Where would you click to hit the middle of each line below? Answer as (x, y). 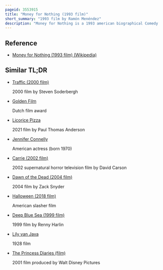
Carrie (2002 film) (30, 158)
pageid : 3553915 (21, 10)
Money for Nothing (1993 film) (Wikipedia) (54, 55)
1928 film (21, 244)
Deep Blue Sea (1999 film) (38, 215)
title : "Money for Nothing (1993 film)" (47, 14)
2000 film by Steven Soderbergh (45, 92)
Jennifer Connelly (30, 139)
